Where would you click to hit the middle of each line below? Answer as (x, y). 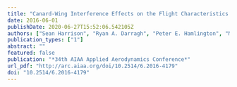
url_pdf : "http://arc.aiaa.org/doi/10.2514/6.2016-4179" (93, 66)
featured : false (31, 53)
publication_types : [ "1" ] (45, 40)
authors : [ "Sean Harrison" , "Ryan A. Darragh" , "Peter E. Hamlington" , (115, 33)
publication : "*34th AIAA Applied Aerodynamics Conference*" (99, 60)
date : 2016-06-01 (33, 20)
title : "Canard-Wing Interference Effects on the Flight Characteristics (118, 14)
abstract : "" (26, 46)
